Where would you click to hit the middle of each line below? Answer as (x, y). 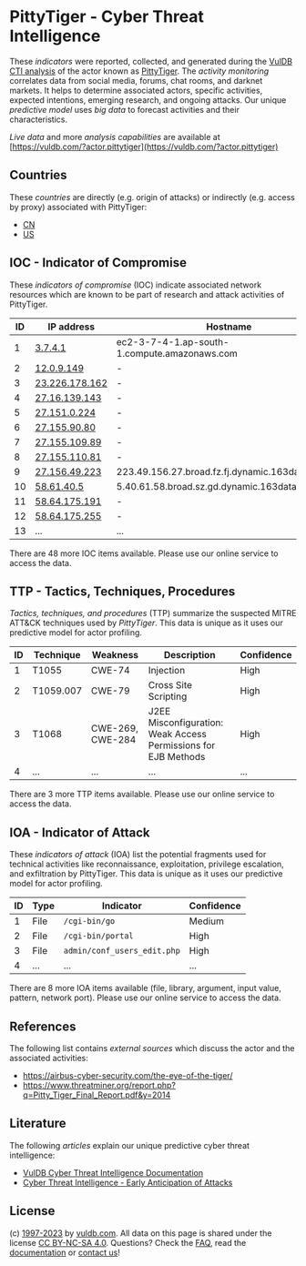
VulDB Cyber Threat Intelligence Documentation (113, 1172)
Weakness (115, 655)
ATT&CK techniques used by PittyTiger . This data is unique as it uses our (147, 623)
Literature (38, 1124)
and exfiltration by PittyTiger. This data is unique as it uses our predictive (146, 874)
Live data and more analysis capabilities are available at (115, 137)
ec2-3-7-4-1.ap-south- (173, 341)
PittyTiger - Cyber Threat (107, 17)
